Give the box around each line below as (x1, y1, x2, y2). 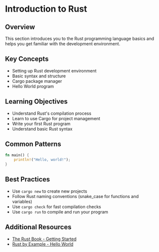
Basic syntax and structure (12, 73, 66, 79)
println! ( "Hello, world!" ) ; (14, 157, 71, 162)
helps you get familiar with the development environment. (5, 41, 121, 47)
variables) (12, 198, 33, 204)
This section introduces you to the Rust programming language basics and (5, 36, 155, 41)
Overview (5, 23, 35, 31)
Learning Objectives (5, 97, 68, 106)
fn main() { (5, 153, 29, 158)
